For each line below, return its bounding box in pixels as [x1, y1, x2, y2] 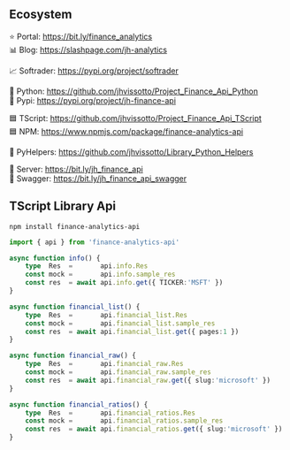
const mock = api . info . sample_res [25, 270, 176, 279]
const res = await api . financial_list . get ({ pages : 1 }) [25, 327, 240, 336]
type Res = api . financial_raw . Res [25, 360, 184, 369]
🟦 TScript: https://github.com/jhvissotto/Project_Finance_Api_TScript [9, 112, 263, 123]
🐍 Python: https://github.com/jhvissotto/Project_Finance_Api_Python [9, 86, 258, 96]
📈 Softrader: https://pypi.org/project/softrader [9, 65, 179, 76]
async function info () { [9, 254, 101, 263]
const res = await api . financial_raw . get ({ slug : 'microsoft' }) [25, 376, 271, 385]
